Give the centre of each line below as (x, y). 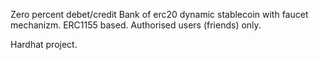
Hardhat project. (44, 44)
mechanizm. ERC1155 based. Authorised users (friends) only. (136, 25)
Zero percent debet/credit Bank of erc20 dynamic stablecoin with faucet (159, 14)
